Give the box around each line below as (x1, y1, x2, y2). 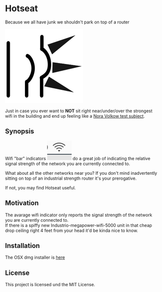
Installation (5, 241, 40, 250)
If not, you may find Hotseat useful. (5, 185, 76, 190)
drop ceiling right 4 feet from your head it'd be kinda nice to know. (5, 228, 138, 233)
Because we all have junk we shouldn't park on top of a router (5, 19, 130, 25)
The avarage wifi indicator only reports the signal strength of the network (5, 212, 153, 218)
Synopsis (5, 127, 34, 136)
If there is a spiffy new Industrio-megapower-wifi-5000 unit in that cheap (5, 222, 152, 228)
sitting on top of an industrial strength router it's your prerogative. (5, 175, 137, 181)
